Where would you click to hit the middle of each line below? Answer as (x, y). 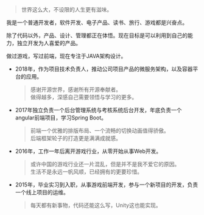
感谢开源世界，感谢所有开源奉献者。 (76, 90)
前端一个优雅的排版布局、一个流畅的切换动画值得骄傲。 (100, 131)
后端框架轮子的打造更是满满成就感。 (76, 138)
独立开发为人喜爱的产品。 (49, 43)
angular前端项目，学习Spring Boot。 (61, 118)
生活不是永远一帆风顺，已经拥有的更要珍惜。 (86, 172)
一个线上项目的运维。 (42, 192)
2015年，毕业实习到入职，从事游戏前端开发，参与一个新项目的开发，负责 (107, 185)
